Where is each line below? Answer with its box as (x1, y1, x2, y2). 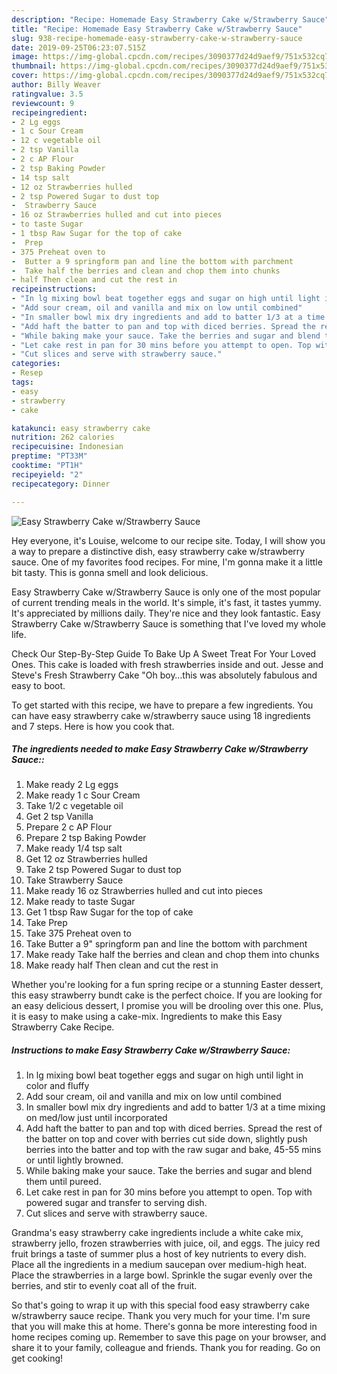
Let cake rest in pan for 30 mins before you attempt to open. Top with (25, 1186, 313, 1198)
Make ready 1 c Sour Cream (25, 789, 141, 801)
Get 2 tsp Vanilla (25, 811, 94, 823)
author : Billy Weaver (11, 80, 102, 90)
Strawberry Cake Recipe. (11, 1021, 115, 1033)
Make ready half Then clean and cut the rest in (25, 959, 219, 971)
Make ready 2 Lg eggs (25, 779, 119, 791)
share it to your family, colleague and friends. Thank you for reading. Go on (11, 1342, 321, 1354)
